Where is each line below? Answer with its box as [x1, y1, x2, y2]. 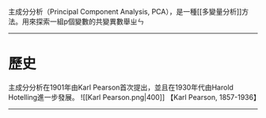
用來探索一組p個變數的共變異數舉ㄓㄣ [21, 17, 145, 26]
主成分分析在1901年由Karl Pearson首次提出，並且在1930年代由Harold [8, 82, 234, 92]
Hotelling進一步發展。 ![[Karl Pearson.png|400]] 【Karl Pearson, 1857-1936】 [8, 92, 261, 101]
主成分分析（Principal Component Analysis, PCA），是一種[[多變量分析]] [8, 7, 242, 16]
